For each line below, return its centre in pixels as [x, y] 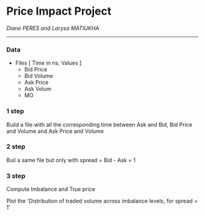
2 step [16, 146]
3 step [16, 176]
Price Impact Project [59, 11]
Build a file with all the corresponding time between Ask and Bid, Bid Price [99, 124]
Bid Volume [39, 76]
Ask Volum [38, 89]
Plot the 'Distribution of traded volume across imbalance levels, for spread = [102, 201]
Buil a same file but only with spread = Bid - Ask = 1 [71, 160]
